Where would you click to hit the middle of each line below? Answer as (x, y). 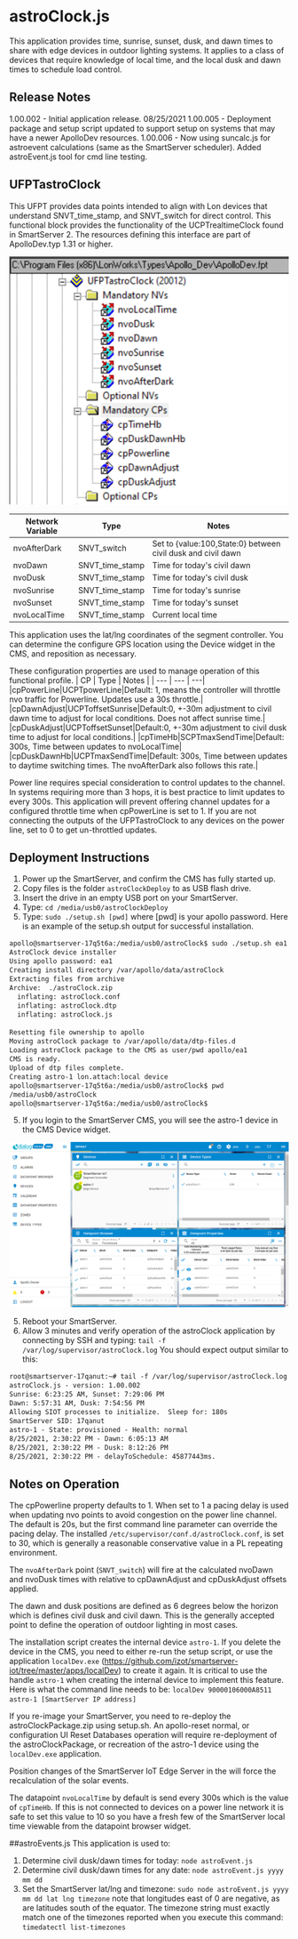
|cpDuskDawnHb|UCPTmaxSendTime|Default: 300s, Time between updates (149, 756)
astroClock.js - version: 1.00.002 (75, 1386)
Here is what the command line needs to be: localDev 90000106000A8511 (141, 1689)
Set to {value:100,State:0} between (216, 543)
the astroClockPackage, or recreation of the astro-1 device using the (134, 1744)
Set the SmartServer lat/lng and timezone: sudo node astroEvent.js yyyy (155, 1888)
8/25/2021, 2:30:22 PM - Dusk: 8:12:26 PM (89, 1448)
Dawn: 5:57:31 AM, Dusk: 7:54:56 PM (77, 1404)
